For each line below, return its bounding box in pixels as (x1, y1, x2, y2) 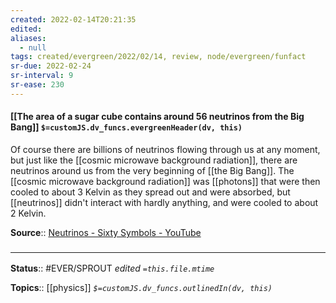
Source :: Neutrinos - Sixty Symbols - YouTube (10, 226, 202, 238)
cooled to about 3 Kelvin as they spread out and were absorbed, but (10, 186, 291, 198)
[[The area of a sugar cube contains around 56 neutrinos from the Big (10, 111, 305, 123)
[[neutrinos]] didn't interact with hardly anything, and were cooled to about (10, 196, 319, 208)
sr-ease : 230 (10, 80, 65, 90)
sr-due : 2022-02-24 (10, 61, 92, 71)
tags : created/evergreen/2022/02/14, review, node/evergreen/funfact (10, 52, 307, 62)
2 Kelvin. (10, 207, 47, 219)
